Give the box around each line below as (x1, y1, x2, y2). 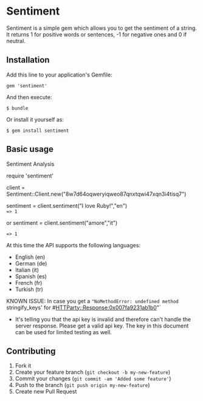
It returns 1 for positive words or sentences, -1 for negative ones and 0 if (6, 30, 187, 38)
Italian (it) (15, 266, 40, 273)
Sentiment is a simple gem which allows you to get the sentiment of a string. (6, 24, 198, 32)
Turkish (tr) (15, 286, 44, 293)
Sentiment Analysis (6, 160, 55, 168)
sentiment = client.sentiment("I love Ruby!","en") (6, 202, 128, 209)
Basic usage (6, 144, 53, 154)
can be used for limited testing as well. (15, 328, 112, 335)
